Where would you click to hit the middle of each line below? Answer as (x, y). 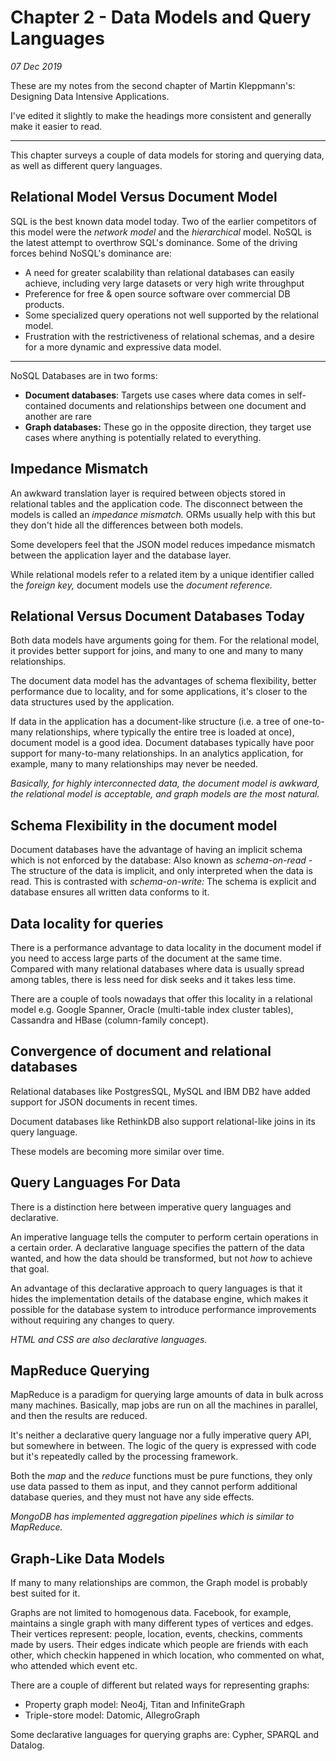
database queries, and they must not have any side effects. (132, 1497)
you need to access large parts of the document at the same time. (146, 958)
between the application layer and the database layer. (121, 555)
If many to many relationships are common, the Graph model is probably (159, 1583)
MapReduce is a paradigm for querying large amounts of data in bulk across (167, 1395)
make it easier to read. (56, 126)
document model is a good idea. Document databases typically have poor (162, 743)
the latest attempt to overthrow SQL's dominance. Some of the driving (154, 242)
